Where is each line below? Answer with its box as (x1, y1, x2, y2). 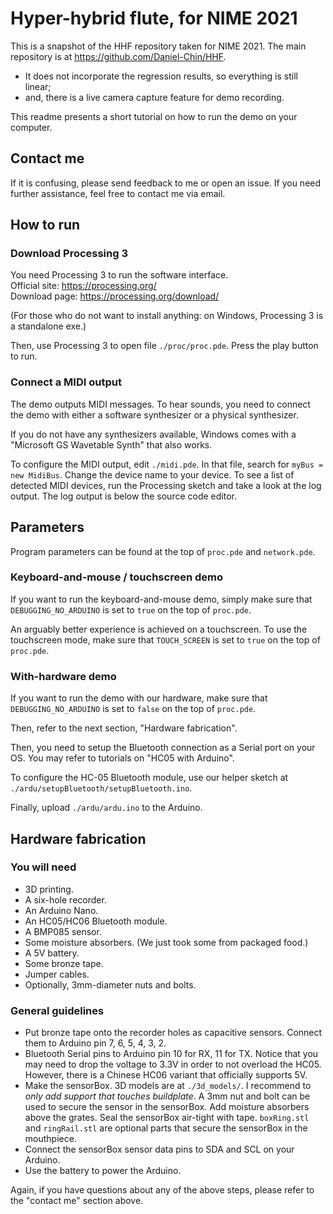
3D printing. (24, 883, 74, 895)
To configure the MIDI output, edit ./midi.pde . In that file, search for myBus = (10, 458, 324, 470)
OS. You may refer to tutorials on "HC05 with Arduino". (10, 752, 235, 764)
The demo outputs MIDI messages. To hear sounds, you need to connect (10, 398, 311, 410)
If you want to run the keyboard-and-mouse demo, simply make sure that (10, 593, 313, 605)
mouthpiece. (24, 1133, 77, 1145)
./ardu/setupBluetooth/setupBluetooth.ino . (10, 782, 193, 794)
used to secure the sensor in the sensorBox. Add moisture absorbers (24, 1101, 310, 1113)
